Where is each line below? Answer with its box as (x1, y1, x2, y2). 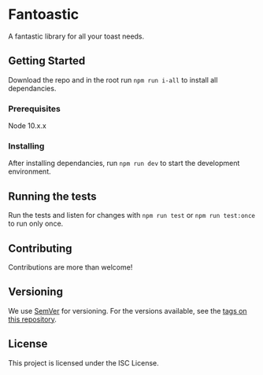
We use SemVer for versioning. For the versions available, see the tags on (8, 306, 247, 315)
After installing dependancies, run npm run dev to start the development (8, 159, 240, 168)
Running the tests (8, 189, 97, 203)
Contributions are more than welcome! (8, 262, 133, 272)
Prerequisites (8, 103, 61, 114)
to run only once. (8, 219, 64, 229)
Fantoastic (8, 6, 80, 24)
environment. (8, 167, 51, 176)
